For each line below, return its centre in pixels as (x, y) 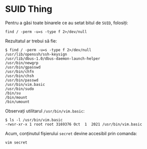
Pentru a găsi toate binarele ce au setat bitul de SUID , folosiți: (67, 23)
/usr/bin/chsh (20, 76)
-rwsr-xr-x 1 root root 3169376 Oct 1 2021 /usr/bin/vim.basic (73, 124)
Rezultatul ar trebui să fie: (31, 41)
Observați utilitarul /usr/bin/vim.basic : (45, 111)
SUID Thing (29, 9)
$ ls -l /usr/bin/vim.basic (34, 120)
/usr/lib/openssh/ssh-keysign (36, 54)
